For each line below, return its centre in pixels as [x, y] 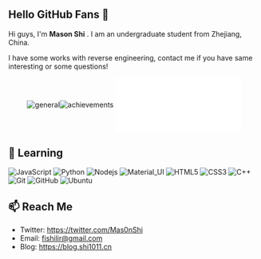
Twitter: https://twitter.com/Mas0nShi [81, 230]
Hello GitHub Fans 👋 [59, 15]
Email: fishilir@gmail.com [61, 238]
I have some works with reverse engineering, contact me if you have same [130, 57]
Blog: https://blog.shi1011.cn [66, 247]
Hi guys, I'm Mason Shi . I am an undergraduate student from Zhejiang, [125, 33]
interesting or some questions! [58, 66]
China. [19, 42]
